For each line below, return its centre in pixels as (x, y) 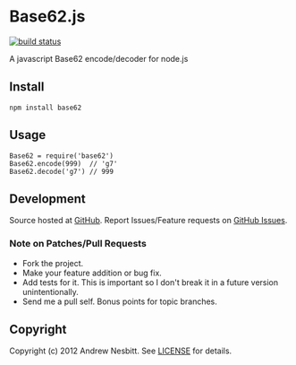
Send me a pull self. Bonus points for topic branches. (119, 301)
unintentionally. (50, 291)
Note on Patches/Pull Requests (78, 244)
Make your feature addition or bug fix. (92, 273)
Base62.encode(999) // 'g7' (63, 163)
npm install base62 (46, 108)
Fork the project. (53, 263)
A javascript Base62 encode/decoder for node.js (99, 58)
